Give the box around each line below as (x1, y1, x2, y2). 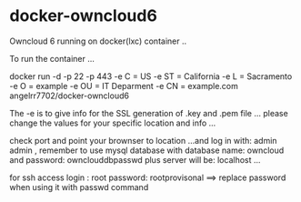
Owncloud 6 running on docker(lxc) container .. (9, 35, 187, 46)
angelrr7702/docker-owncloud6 (9, 90, 130, 101)
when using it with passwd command (9, 181, 149, 192)
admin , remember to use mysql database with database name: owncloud (9, 145, 285, 156)
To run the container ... (9, 53, 95, 64)
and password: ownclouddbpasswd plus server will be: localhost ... (9, 154, 261, 165)
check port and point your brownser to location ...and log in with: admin (9, 135, 277, 146)
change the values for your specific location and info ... (9, 117, 216, 128)
